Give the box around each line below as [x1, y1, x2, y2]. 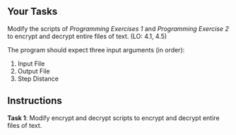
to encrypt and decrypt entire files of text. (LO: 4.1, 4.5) [7, 32, 167, 40]
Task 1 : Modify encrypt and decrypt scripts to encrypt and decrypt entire [7, 113, 220, 122]
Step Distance [17, 74, 59, 83]
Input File [17, 59, 45, 68]
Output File [17, 66, 50, 75]
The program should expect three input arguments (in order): [7, 45, 185, 54]
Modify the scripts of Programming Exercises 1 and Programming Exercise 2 [7, 24, 230, 33]
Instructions [7, 95, 62, 107]
